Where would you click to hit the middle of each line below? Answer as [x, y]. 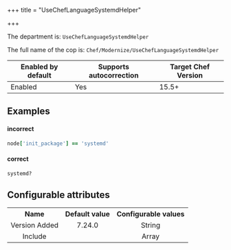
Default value [87, 214]
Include [34, 236]
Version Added [34, 225]
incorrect [21, 128]
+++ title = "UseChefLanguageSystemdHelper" [74, 10]
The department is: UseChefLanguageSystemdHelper [78, 36]
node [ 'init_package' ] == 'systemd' [58, 144]
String [151, 225]
